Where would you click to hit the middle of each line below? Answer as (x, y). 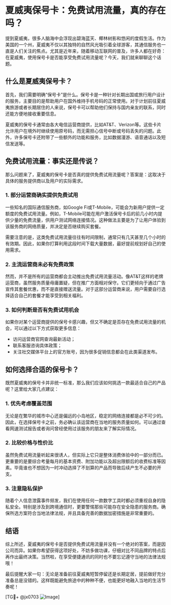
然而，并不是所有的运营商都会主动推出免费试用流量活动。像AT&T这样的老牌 (84, 277)
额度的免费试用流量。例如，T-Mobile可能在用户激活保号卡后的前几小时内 (81, 213)
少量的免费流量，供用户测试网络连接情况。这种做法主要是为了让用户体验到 (88, 220)
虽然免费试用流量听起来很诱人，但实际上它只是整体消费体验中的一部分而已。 (85, 455)
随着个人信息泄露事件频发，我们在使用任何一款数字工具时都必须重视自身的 (83, 501)
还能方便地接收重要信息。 (32, 114)
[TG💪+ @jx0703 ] (33, 597)
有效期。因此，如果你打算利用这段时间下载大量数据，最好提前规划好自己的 (83, 243)
